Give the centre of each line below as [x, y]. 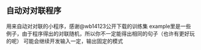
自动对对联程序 [34, 11]
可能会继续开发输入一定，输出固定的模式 [73, 41]
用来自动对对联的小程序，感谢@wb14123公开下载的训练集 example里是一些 [99, 26]
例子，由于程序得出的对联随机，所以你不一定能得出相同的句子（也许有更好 [98, 33]
